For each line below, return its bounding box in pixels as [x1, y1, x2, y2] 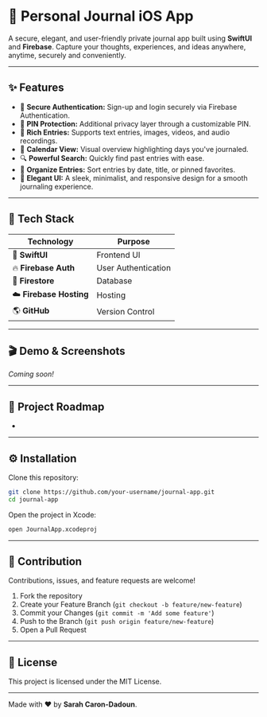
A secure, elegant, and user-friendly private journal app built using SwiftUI [8, 33, 253, 43]
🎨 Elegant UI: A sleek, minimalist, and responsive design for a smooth [19, 173, 248, 182]
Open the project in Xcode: [8, 509, 97, 520]
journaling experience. [19, 181, 94, 191]
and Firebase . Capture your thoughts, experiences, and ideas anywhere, [8, 41, 246, 51]
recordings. [19, 135, 58, 146]
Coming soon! [8, 369, 54, 379]
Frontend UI [96, 249, 141, 260]
